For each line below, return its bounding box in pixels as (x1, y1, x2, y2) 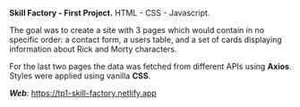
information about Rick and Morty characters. (9, 44, 177, 54)
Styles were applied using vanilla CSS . (9, 70, 151, 81)
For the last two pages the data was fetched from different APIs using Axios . (9, 62, 292, 71)
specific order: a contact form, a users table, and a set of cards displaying (9, 35, 282, 45)
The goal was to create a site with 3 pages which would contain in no (9, 25, 265, 35)
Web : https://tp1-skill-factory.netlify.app (9, 88, 157, 98)
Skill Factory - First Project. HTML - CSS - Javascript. (9, 8, 210, 18)
